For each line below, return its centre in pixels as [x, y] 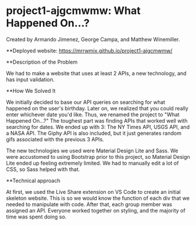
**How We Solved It [31, 91]
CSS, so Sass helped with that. [43, 169]
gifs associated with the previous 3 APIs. [55, 139]
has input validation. [30, 79]
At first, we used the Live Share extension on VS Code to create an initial [93, 192]
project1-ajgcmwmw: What [73, 11]
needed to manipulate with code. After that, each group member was [89, 204]
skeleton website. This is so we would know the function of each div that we [98, 198]
